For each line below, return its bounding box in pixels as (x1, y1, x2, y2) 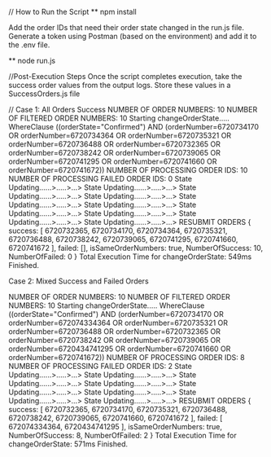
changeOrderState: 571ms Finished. (8, 439, 129, 449)
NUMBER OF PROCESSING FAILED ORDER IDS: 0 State (8, 174, 193, 183)
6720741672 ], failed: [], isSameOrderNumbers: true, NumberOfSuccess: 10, (8, 244, 264, 253)
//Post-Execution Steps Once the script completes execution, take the (8, 72, 243, 81)
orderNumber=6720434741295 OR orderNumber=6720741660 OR (8, 344, 231, 354)
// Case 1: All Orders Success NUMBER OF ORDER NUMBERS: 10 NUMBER (8, 105, 258, 114)
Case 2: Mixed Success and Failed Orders (8, 276, 149, 286)
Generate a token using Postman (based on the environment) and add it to (8, 32, 257, 41)
